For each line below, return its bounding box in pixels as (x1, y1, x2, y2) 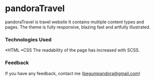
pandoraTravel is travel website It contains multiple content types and (5, 19, 144, 25)
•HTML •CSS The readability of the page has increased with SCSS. (5, 47, 140, 53)
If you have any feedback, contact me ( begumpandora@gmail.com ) (5, 70, 141, 76)
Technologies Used (5, 36, 52, 43)
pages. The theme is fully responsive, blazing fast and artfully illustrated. (5, 24, 151, 30)
